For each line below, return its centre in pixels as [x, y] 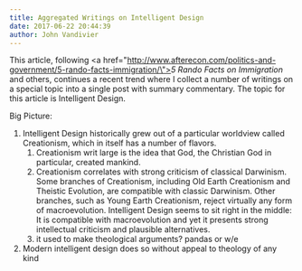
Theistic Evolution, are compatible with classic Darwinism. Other [156, 192]
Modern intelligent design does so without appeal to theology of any [150, 248]
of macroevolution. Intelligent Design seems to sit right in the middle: [164, 210]
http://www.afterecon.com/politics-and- [202, 61]
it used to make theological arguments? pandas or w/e [137, 239]
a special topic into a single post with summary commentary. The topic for [147, 89]
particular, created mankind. [89, 163]
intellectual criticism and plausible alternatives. [123, 229]
